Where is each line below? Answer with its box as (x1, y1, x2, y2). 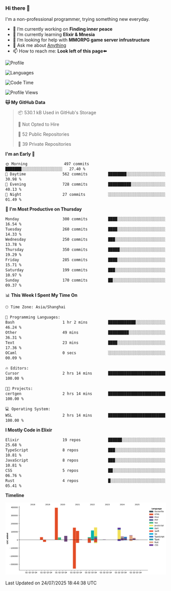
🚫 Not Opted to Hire (17, 121, 60, 127)
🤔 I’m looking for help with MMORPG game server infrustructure (12, 37, 150, 43)
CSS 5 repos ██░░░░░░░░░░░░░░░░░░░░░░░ (5, 468, 166, 473)
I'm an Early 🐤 (5, 151, 35, 157)
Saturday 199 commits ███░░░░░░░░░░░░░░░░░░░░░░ (5, 268, 166, 273)
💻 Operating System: (5, 406, 51, 412)
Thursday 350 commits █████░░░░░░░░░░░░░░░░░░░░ (5, 247, 166, 252)
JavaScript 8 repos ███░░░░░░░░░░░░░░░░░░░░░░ (5, 458, 166, 463)
